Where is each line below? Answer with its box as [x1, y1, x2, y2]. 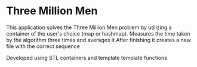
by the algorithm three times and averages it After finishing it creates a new [6, 36, 191, 43]
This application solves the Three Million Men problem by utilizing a [6, 24, 172, 31]
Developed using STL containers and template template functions [6, 54, 167, 61]
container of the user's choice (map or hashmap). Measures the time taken [6, 30, 190, 37]
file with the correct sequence [6, 43, 81, 50]
